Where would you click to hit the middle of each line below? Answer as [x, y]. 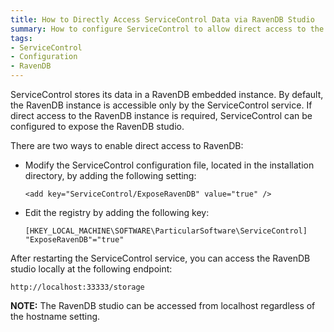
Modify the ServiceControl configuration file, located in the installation [169, 165]
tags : [21, 38]
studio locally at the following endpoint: [91, 269]
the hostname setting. [55, 316]
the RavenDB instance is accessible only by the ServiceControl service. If [161, 105]
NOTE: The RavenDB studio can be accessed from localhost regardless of [163, 305]
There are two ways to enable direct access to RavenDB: [127, 145]
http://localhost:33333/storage [77, 287]
